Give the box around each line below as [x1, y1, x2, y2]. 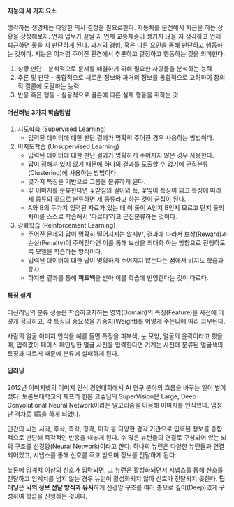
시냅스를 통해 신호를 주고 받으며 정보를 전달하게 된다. [33, 450, 177, 459]
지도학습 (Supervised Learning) [17, 125, 107, 133]
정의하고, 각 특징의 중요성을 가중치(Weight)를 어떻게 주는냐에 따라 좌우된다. [20, 317, 226, 325]
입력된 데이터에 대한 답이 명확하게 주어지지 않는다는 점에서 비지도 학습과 [27, 256, 224, 265]
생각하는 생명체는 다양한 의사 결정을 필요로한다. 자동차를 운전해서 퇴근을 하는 [7, 23, 217, 32]
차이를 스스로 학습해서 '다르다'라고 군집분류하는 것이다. [27, 212, 177, 221]
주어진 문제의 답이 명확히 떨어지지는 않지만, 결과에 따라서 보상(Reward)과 [27, 230, 228, 238]
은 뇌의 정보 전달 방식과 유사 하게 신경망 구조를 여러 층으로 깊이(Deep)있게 [18, 483, 218, 492]
